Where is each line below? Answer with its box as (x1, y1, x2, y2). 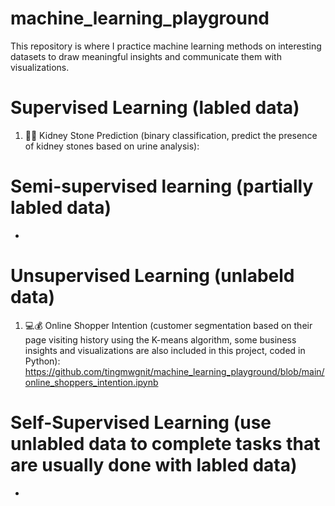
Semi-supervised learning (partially (10, 175, 314, 198)
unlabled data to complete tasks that (10, 432, 321, 455)
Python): (24, 355, 61, 367)
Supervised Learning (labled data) (10, 97, 300, 119)
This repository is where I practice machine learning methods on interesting (10, 40, 322, 52)
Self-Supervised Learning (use (10, 411, 272, 434)
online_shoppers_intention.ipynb (24, 376, 159, 388)
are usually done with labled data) (10, 453, 298, 476)
